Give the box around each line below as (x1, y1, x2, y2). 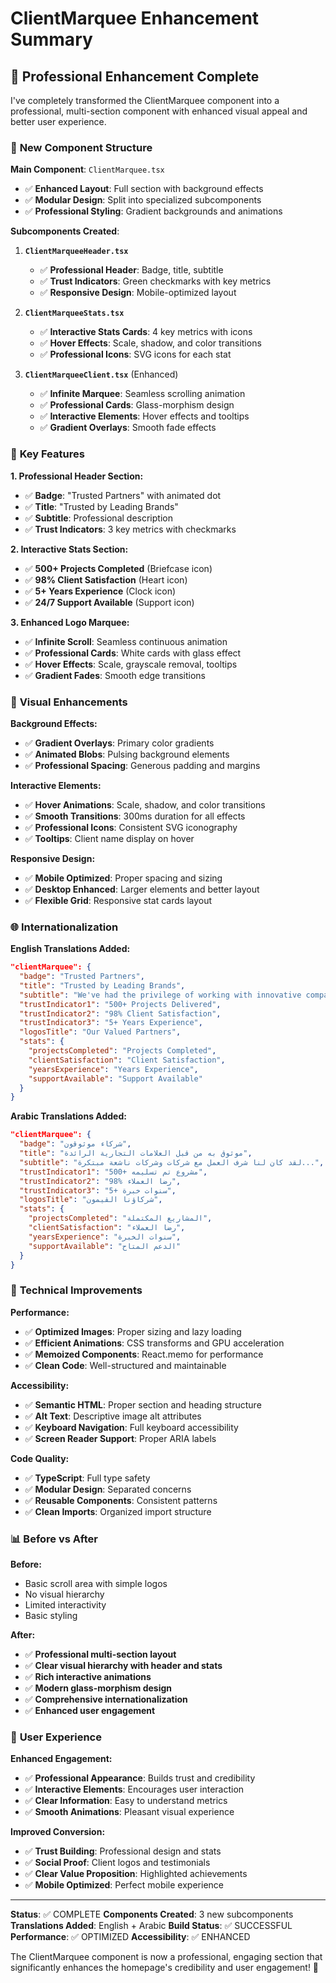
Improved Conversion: (10, 1826, 106, 1838)
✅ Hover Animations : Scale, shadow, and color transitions (24, 798, 266, 811)
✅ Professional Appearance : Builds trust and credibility (24, 1772, 256, 1784)
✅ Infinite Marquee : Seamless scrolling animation (39, 388, 246, 400)
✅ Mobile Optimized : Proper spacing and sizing (24, 872, 223, 884)
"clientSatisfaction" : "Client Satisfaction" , (28, 1055, 226, 1065)
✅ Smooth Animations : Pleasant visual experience (24, 1806, 235, 1818)
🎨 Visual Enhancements (10, 695, 128, 709)
